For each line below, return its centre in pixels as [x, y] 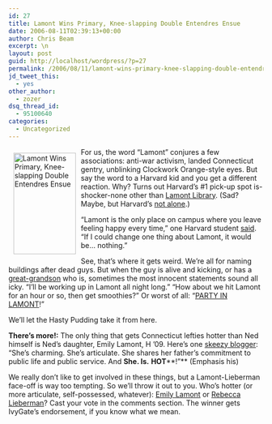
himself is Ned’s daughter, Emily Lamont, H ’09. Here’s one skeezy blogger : [134, 344]
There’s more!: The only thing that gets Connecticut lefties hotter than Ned [134, 335]
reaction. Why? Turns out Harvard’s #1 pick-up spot [166, 186]
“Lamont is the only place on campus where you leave [171, 219]
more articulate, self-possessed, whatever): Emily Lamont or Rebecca [125, 394]
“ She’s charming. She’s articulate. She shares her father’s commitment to [130, 353]
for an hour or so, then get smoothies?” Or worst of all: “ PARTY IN [118, 295]
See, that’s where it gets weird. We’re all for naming [166, 261]
